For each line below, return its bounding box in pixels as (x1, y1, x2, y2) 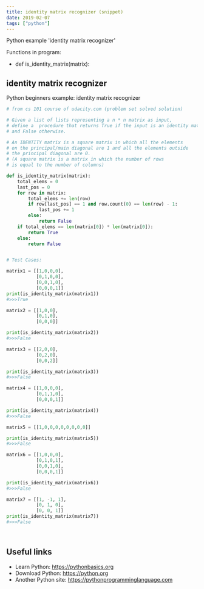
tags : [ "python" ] (6, 20, 50, 26)
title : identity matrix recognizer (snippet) (6, 9, 123, 15)
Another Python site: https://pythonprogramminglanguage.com (15, 576, 173, 583)
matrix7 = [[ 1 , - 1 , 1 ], (6, 497, 67, 503)
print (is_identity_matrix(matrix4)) (6, 407, 99, 414)
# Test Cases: (6, 257, 42, 263)
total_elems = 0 (17, 178, 59, 184)
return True (28, 229, 59, 235)
